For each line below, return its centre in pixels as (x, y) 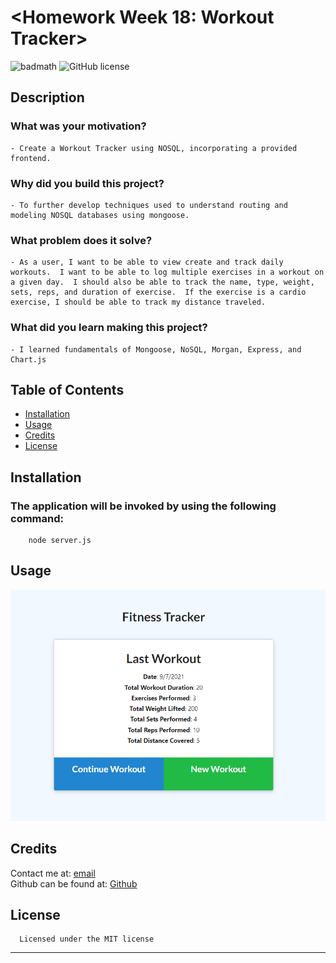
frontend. (31, 158)
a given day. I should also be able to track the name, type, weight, (162, 282)
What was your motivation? (78, 126)
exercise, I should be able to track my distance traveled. (138, 302)
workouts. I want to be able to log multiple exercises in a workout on (167, 272)
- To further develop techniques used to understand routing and (149, 205)
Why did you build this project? (87, 183)
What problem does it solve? (81, 240)
